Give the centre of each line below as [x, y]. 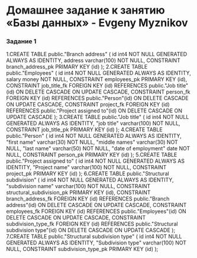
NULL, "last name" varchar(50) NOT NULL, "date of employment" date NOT [98, 149]
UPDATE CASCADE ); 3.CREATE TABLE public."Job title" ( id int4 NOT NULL [98, 117]
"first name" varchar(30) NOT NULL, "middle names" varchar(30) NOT [92, 142]
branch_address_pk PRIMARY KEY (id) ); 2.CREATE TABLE [77, 67]
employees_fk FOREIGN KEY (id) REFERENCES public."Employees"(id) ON [96, 211]
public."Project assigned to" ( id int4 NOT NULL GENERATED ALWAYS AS [96, 161]
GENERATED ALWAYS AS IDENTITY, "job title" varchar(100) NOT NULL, [93, 123]
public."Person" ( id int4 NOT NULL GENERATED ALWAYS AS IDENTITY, [94, 136]
